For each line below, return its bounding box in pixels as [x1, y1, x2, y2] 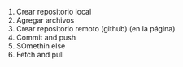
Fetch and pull [15, 50, 64, 59]
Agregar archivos [15, 15, 75, 25]
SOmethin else [15, 41, 66, 51]
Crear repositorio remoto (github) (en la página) [15, 24, 176, 33]
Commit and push [15, 32, 76, 42]
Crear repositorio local [15, 7, 92, 16]
